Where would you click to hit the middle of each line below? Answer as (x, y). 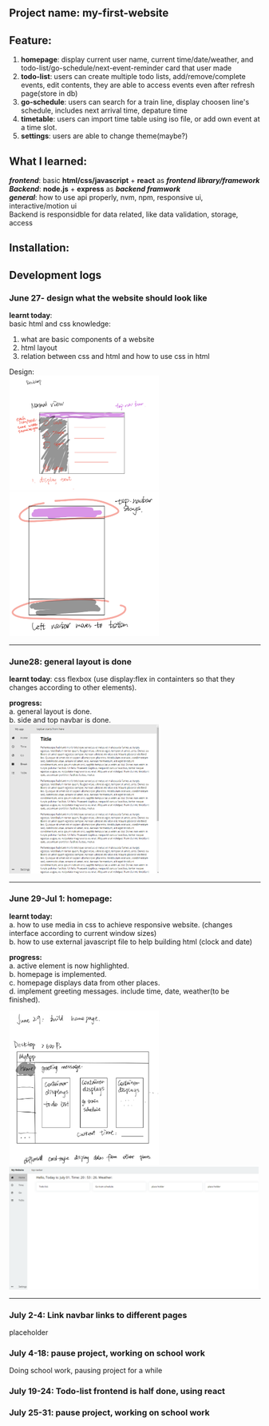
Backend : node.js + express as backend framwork (95, 189)
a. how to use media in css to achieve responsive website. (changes (121, 924)
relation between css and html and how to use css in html (115, 356)
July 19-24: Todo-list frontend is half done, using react (117, 1392)
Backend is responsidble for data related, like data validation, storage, (124, 214)
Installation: (40, 248)
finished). (25, 999)
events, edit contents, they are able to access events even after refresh (137, 85)
